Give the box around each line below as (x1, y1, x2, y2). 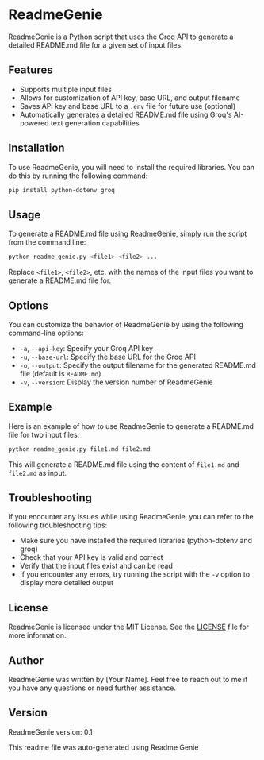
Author (8, 654, 44, 667)
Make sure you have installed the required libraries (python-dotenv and (19, 536, 252, 546)
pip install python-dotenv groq (8, 186, 115, 194)
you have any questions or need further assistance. (8, 683, 177, 692)
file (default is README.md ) (19, 368, 101, 378)
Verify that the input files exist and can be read (19, 561, 173, 571)
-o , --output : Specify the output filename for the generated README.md (19, 360, 256, 370)
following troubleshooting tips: (8, 520, 108, 530)
